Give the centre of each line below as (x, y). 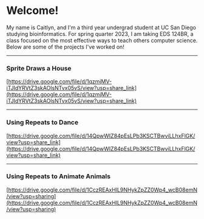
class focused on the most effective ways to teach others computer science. (102, 40)
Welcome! (32, 11)
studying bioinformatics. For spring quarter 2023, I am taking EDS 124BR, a (100, 33)
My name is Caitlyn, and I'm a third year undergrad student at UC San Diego (101, 27)
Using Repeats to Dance (42, 122)
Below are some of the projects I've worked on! (65, 47)
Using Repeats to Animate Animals (59, 176)
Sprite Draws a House (39, 68)
